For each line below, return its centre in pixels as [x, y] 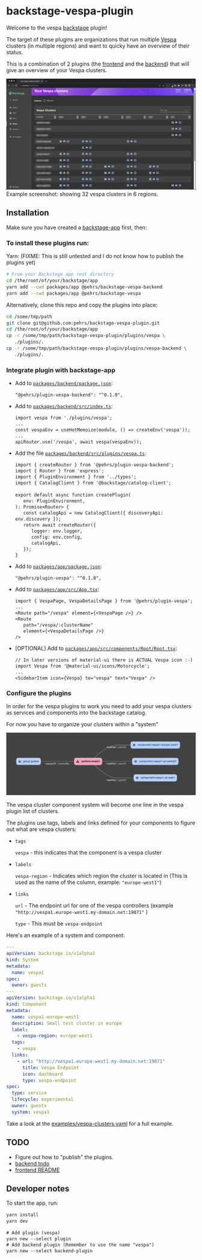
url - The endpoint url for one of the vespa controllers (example [94, 906]
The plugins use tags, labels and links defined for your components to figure [101, 823]
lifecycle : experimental [43, 1099]
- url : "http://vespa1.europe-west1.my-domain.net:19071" [91, 1061]
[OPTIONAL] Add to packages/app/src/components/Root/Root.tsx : [96, 649]
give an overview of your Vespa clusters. [57, 70]
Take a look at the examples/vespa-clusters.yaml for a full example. [90, 1123]
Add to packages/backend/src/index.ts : [64, 406]
